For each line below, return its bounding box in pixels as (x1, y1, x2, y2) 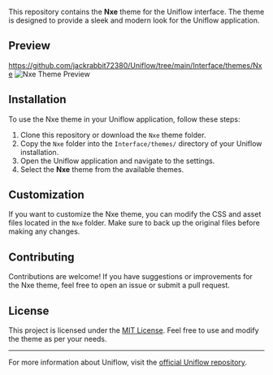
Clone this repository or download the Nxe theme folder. (19, 130, 206, 140)
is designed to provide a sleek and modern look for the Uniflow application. (8, 15, 260, 25)
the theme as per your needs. (8, 334, 107, 344)
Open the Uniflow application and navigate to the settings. (19, 156, 215, 166)
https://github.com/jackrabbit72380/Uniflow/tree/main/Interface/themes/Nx (8, 60, 262, 70)
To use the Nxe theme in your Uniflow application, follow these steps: (8, 114, 240, 124)
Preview (8, 39, 51, 53)
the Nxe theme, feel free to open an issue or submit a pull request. (8, 280, 230, 291)
